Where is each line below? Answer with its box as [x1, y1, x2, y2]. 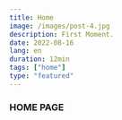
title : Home [9, 13, 54, 22]
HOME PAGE [9, 100, 65, 113]
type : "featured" [9, 72, 74, 81]
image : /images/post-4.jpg [9, 21, 110, 30]
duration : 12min [9, 55, 70, 64]
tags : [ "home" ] [9, 64, 66, 73]
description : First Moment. [9, 30, 115, 39]
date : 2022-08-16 [9, 38, 74, 47]
